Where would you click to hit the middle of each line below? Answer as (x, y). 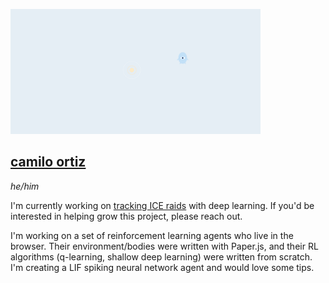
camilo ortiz (48, 162)
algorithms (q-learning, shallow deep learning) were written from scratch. (161, 256)
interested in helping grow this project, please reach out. (126, 216)
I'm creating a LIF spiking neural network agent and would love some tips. (162, 267)
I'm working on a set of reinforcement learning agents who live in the (152, 235)
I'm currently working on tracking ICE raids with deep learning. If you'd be (162, 205)
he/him (25, 186)
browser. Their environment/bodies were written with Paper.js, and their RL (164, 246)
